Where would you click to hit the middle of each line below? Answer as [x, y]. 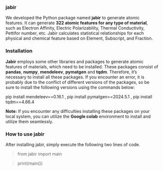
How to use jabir [25, 134]
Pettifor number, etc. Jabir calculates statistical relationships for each [75, 33]
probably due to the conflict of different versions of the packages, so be [78, 82]
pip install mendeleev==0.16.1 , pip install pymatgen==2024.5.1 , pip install [79, 96]
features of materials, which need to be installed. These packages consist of [82, 66]
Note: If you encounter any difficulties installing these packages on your [78, 111]
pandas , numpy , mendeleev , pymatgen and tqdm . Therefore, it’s [71, 72]
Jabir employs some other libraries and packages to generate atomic [74, 62]
